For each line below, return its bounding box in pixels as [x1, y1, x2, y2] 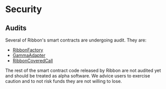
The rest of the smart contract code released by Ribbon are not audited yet [5, 67, 161, 73]
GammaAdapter [12, 52, 46, 58]
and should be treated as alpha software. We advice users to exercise [5, 73, 150, 79]
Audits [5, 24, 27, 32]
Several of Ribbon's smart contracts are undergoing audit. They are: [5, 37, 147, 43]
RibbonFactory [12, 47, 43, 53]
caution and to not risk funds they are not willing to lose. [5, 78, 122, 84]
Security [5, 4, 42, 15]
